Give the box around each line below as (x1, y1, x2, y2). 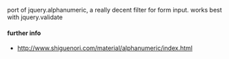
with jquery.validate (7, 13, 63, 21)
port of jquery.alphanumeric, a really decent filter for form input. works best (7, 6, 222, 14)
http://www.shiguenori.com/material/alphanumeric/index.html (17, 44, 193, 52)
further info (7, 29, 41, 37)
